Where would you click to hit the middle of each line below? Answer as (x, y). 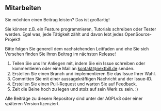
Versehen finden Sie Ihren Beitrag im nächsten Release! (61, 54)
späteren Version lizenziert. (32, 103)
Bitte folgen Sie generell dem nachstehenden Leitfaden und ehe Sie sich (77, 48)
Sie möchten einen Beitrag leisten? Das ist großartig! (57, 19)
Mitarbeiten (23, 8)
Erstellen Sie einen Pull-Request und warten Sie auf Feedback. (74, 84)
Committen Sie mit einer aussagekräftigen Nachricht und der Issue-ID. (82, 79)
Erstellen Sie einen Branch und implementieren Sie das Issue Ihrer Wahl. (84, 73)
